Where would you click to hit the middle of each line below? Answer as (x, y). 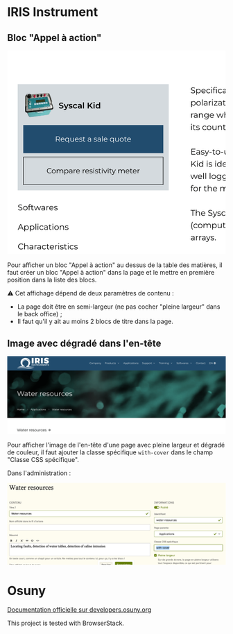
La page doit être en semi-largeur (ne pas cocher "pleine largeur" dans (119, 307)
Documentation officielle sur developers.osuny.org (79, 610)
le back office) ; (40, 314)
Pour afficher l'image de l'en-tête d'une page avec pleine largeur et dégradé (116, 445)
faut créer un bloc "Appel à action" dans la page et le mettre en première (111, 273)
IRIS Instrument (53, 12)
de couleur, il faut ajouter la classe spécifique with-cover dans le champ (110, 452)
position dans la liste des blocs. (52, 280)
